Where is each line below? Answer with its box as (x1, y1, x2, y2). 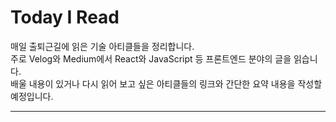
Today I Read (10, 6, 120, 29)
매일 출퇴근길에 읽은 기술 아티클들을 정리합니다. (10, 40, 195, 52)
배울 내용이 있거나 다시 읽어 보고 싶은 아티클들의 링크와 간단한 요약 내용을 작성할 (10, 77, 323, 90)
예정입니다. (10, 90, 54, 102)
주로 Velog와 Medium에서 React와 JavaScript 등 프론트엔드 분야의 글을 (10, 52, 292, 65)
